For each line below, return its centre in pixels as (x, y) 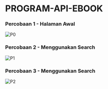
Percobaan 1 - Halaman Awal (40, 24)
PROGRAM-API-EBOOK (54, 9)
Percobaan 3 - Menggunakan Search (50, 71)
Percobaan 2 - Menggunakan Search (50, 47)
